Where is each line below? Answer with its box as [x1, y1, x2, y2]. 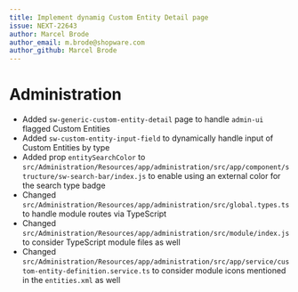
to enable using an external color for [148, 171, 281, 182]
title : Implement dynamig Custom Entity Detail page [9, 12, 209, 22]
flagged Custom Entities [21, 124, 111, 134]
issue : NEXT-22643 [9, 21, 77, 30]
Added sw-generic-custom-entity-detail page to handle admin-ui [21, 114, 264, 125]
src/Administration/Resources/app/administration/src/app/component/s [21, 163, 290, 172]
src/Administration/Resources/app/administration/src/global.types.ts [21, 201, 290, 210]
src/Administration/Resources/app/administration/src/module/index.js [21, 229, 290, 239]
